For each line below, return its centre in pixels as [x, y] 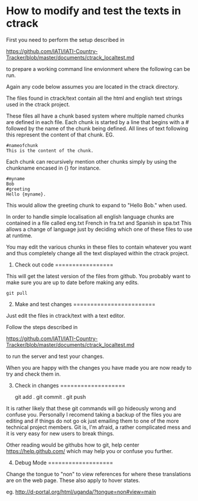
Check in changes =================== [70, 385]
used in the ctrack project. [38, 104]
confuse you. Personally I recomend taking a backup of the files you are [94, 414]
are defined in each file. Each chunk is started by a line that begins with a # [98, 122]
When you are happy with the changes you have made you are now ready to [99, 367]
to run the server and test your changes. [55, 356]
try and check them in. [33, 374]
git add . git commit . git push [50, 396]
